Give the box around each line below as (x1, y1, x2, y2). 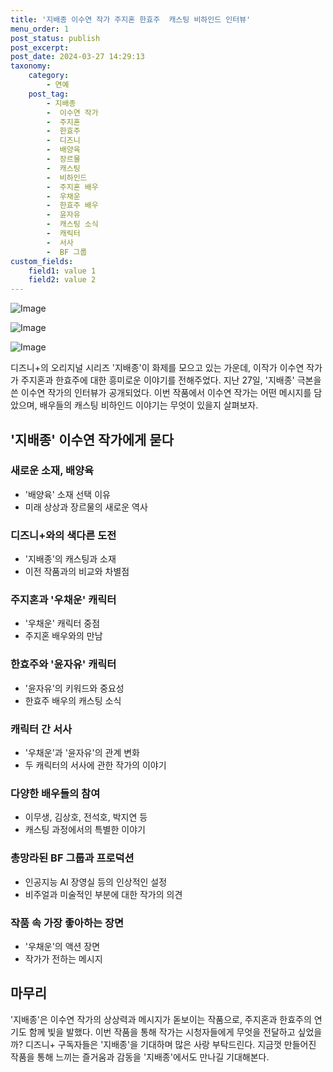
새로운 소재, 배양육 (10, 464, 95, 478)
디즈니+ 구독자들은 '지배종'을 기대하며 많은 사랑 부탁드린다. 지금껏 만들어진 (24, 1038, 317, 1050)
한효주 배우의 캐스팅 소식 (24, 694, 122, 706)
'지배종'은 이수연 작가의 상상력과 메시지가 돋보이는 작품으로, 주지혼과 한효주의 (10, 1013, 312, 1025)
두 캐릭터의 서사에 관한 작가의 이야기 (24, 759, 167, 771)
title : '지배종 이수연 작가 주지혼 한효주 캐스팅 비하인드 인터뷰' (10, 14, 252, 25)
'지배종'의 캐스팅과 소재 (24, 553, 117, 565)
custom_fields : (10, 256, 74, 266)
